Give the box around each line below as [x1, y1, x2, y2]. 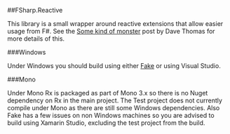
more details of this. [7, 34, 65, 43]
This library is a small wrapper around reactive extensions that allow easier [7, 20, 224, 27]
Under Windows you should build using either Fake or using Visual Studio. [7, 62, 221, 69]
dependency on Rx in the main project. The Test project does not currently [7, 96, 223, 105]
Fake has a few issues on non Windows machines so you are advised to [7, 112, 215, 119]
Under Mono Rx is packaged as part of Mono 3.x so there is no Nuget [7, 89, 208, 97]
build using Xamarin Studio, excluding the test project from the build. [7, 119, 205, 127]
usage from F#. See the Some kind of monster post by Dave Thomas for [7, 27, 215, 35]
